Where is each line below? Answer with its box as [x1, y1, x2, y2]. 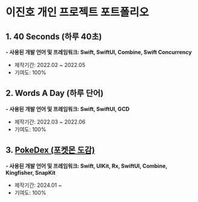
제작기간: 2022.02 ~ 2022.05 [14, 62, 85, 68]
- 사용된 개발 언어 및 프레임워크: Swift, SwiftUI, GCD [5, 105, 130, 112]
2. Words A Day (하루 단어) [5, 88, 104, 98]
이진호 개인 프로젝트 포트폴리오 [5, 5, 149, 19]
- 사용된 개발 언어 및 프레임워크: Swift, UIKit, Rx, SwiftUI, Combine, [5, 162, 168, 169]
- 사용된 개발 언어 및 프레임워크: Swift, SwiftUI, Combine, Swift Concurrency [5, 49, 192, 55]
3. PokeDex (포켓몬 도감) [5, 145, 95, 156]
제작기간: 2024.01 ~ [14, 181, 62, 189]
